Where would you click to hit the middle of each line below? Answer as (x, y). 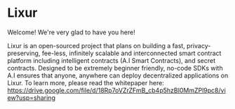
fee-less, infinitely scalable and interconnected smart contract (132, 53)
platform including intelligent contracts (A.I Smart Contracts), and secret (112, 60)
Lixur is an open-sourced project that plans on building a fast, (96, 45)
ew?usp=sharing (32, 97)
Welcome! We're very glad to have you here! (71, 32)
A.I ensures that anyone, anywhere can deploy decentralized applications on (118, 75)
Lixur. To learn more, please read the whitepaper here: (86, 82)
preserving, (24, 53)
